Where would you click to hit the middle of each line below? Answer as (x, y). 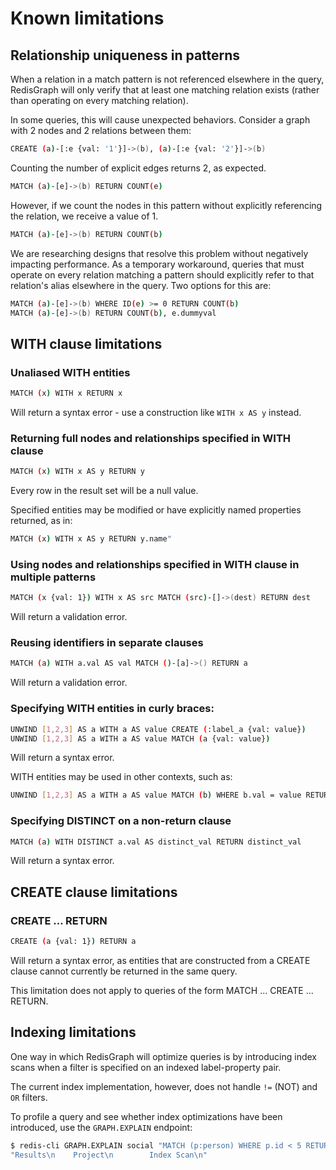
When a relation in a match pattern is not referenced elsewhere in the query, (167, 79)
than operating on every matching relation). (99, 100)
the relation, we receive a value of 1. (84, 216)
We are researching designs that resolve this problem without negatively (159, 253)
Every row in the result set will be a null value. (104, 491)
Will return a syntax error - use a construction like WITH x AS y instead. (156, 412)
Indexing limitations (73, 1032)
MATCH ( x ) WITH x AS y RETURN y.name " (91, 539)
